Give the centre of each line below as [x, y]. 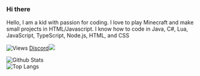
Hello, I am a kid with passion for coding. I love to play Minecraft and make [100, 23]
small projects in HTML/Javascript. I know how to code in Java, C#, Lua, [97, 29]
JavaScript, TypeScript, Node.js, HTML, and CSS [68, 36]
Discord [39, 48]
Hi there [18, 9]
